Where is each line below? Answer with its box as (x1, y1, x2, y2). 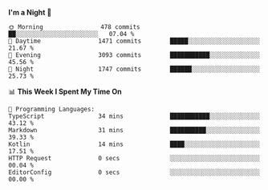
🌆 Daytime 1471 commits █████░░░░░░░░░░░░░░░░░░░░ (8, 37, 261, 45)
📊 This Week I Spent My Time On (8, 87, 122, 96)
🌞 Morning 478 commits (8, 23, 140, 31)
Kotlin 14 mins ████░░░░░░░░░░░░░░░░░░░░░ (8, 140, 261, 148)
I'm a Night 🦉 (8, 8, 52, 17)
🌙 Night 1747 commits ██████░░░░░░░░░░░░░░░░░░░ (8, 65, 261, 73)
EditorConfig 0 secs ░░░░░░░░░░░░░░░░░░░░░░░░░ (8, 168, 261, 176)
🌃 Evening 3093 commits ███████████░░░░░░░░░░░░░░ (8, 51, 261, 59)
